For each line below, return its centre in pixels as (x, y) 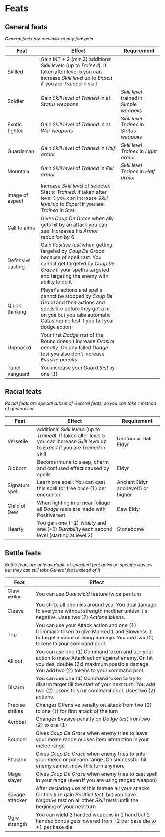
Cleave (15, 611)
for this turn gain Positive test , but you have (86, 794)
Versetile (18, 441)
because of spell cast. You (71, 257)
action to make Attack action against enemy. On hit (95, 658)
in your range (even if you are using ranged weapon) (96, 780)
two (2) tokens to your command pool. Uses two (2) (96, 690)
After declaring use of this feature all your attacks (93, 788)
